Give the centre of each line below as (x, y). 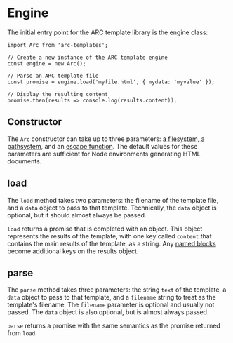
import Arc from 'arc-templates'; (58, 45)
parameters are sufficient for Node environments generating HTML (104, 154)
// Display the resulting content (58, 94)
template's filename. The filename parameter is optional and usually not (111, 305)
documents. (25, 161)
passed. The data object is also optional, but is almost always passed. (108, 312)
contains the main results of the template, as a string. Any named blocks (112, 243)
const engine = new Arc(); (47, 63)
